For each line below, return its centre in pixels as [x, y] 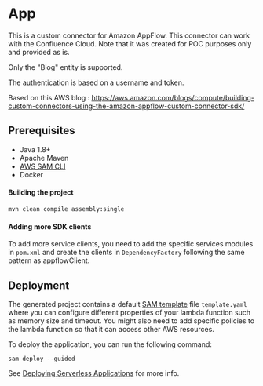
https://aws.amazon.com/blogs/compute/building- [173, 97]
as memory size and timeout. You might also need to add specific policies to [131, 320]
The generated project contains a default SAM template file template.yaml [128, 304]
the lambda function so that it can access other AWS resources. [111, 329]
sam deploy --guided [42, 359]
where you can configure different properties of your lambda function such [130, 312]
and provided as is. [39, 52]
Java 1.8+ [35, 149]
